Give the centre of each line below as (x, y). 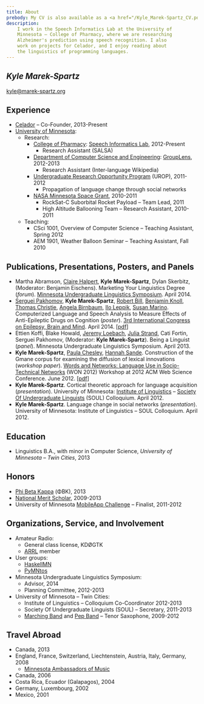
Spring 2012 (48, 234)
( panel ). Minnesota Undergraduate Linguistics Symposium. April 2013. (103, 346)
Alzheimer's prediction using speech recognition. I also (92, 40)
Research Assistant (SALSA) (78, 150)
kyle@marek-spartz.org (36, 91)
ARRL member (42, 551)
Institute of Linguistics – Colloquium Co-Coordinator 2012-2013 (103, 603)
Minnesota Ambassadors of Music (67, 669)
